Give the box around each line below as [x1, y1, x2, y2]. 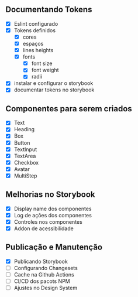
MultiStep [13, 172, 37, 179]
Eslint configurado [13, 20, 58, 27]
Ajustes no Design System [13, 284, 77, 291]
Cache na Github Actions [13, 271, 74, 278]
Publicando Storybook [13, 258, 68, 265]
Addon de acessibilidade [13, 225, 74, 232]
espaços [22, 40, 44, 47]
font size [31, 60, 53, 67]
